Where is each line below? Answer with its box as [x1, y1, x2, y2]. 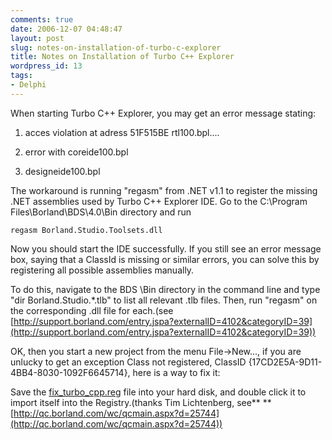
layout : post [10, 33, 65, 43]
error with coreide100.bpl [24, 146, 129, 158]
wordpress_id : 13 [10, 61, 83, 71]
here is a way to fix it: [132, 366, 221, 378]
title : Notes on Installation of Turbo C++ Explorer [10, 52, 235, 62]
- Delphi [10, 80, 47, 90]
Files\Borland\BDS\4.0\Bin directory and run [10, 206, 192, 218]
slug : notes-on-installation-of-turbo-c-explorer [10, 42, 222, 53]
